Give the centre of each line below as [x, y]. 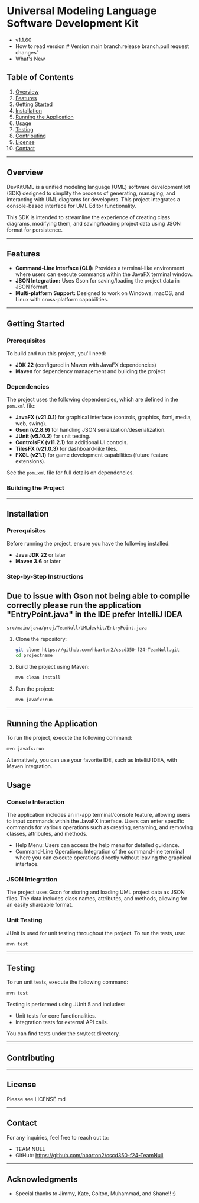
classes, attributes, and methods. [47, 833]
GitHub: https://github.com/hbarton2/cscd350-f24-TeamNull [89, 1155]
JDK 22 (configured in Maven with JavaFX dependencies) [86, 365]
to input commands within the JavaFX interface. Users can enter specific [95, 821]
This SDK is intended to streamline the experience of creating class [89, 217]
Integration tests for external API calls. [62, 1022]
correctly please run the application [74, 605]
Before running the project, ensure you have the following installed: [88, 544]
